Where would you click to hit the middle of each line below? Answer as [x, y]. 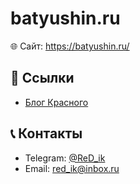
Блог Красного [56, 102]
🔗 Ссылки [42, 78]
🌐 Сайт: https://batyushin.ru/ [70, 46]
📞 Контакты [46, 133]
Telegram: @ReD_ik [65, 158]
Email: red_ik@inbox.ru [72, 168]
